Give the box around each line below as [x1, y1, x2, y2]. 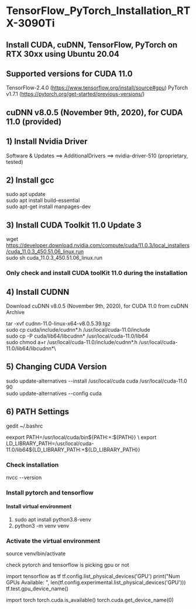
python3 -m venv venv [14, 522, 70, 529]
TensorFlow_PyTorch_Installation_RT [6, 4, 191, 18]
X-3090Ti [6, 16, 55, 30]
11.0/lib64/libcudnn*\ [6, 345, 56, 352]
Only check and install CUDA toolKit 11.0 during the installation [6, 269, 188, 277]
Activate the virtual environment [6, 536, 101, 545]
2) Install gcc [6, 175, 54, 185]
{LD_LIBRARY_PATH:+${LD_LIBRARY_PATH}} [32, 446, 140, 453]
